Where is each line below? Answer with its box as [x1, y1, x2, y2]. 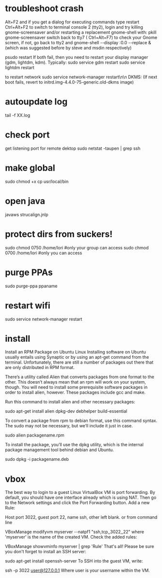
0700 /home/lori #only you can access [5, 250, 82, 256]
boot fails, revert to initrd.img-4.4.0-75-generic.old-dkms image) [5, 79, 134, 85]
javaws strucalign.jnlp [5, 211, 49, 217]
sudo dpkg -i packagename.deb [5, 456, 69, 462]
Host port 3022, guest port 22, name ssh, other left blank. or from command [5, 514, 158, 520]
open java [5, 195, 45, 207]
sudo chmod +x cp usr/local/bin [5, 178, 69, 184]
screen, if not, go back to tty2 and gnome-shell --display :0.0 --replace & [5, 39, 151, 45]
